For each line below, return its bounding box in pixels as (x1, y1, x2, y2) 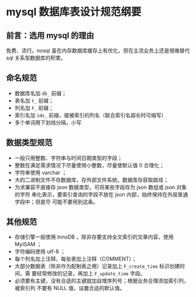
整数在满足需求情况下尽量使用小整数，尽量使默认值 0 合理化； (14, 161, 165, 168)
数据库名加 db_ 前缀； (14, 89, 67, 96)
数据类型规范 (6, 138, 53, 148)
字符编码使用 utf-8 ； (14, 248, 66, 255)
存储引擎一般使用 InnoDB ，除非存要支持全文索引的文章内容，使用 (14, 233, 174, 240)
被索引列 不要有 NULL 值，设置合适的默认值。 (14, 285, 125, 292)
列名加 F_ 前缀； (14, 104, 54, 111)
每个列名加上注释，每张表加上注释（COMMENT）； (14, 255, 137, 263)
